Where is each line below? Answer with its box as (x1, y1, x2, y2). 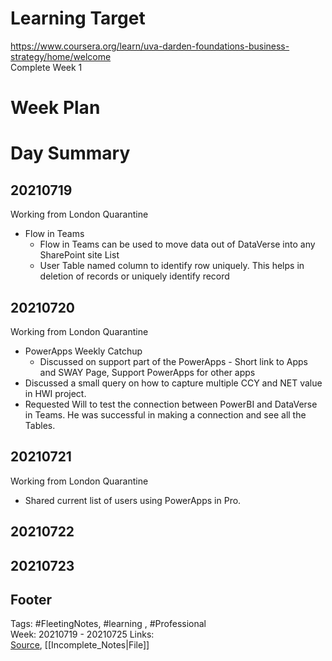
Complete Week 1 (10, 61, 83, 73)
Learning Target (10, 7, 146, 30)
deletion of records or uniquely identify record (39, 270, 230, 282)
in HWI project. (24, 387, 87, 399)
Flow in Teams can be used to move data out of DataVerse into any (39, 238, 316, 251)
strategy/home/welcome (10, 50, 112, 62)
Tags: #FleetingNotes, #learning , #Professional (10, 618, 207, 630)
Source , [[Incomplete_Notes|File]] (10, 639, 150, 651)
